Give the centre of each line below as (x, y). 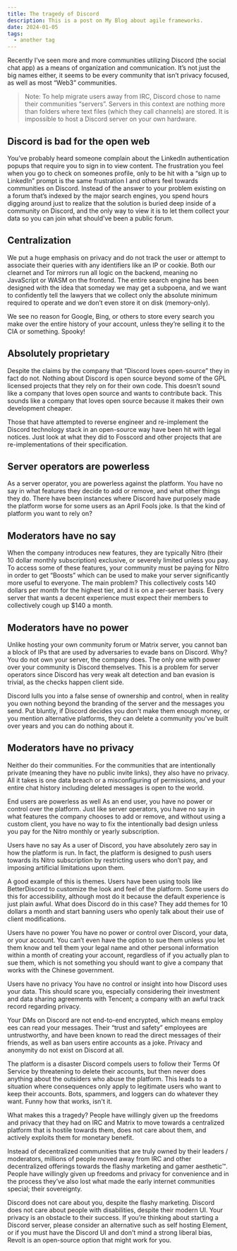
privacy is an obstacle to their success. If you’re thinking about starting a (113, 1217)
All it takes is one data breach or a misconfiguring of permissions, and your (116, 780)
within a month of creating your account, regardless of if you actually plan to (118, 955)
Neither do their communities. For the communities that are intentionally (111, 765)
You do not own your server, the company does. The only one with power (114, 659)
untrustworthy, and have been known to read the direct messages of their (114, 1035)
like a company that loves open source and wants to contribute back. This (115, 393)
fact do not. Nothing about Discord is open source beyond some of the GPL (117, 378)
